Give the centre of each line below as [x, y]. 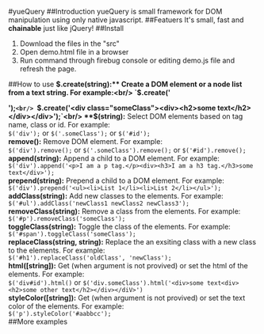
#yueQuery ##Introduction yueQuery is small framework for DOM [115, 11]
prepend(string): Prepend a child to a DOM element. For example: [116, 180]
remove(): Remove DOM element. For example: [85, 141]
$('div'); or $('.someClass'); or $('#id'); [79, 133]
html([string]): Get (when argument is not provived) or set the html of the [128, 266]
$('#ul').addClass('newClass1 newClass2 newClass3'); [99, 203]
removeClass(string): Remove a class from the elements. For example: [124, 211]
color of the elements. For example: [66, 306]
